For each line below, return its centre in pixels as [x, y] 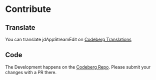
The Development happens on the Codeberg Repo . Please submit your [78, 67]
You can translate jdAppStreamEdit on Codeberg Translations [68, 39]
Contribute [28, 9]
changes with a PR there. [31, 72]
